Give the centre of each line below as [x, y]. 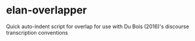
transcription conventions [37, 32]
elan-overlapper [46, 10]
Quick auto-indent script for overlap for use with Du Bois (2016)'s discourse [98, 26]
